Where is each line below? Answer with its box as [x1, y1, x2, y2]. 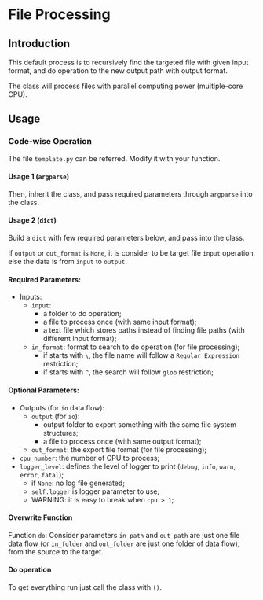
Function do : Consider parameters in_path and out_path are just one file [8, 530, 240, 539]
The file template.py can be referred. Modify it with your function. [8, 153, 221, 163]
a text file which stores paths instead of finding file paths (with [42, 326, 245, 335]
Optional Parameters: [8, 385, 80, 395]
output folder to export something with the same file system [42, 419, 237, 429]
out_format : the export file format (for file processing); [31, 444, 207, 454]
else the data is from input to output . [8, 257, 127, 267]
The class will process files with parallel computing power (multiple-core [8, 81, 243, 90]
